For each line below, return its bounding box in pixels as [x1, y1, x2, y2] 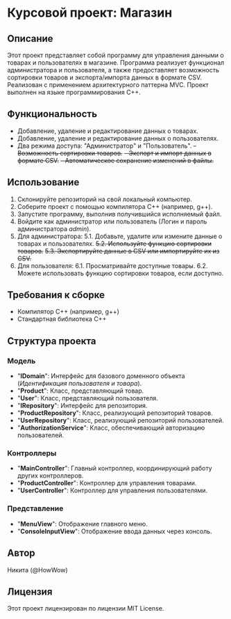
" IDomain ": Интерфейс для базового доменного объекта [17, 372, 185, 380]
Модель [7, 356, 36, 366]
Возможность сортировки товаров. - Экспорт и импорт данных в [17, 148, 212, 157]
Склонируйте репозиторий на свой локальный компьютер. [17, 195, 193, 203]
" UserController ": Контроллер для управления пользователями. [17, 486, 208, 495]
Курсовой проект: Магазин [7, 5, 173, 21]
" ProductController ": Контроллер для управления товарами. [17, 479, 197, 487]
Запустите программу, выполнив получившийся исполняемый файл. [17, 210, 222, 218]
